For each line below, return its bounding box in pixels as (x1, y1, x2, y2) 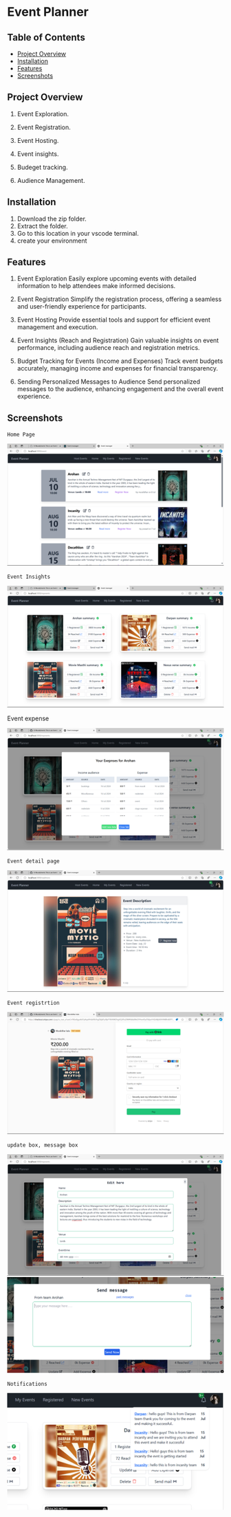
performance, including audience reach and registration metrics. (16, 344, 201, 352)
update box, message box (7, 1142, 78, 1149)
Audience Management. (16, 176, 85, 184)
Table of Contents (7, 32, 86, 43)
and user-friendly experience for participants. (16, 302, 146, 311)
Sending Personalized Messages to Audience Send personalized (16, 377, 201, 386)
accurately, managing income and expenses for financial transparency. (16, 364, 219, 373)
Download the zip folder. (16, 214, 87, 223)
